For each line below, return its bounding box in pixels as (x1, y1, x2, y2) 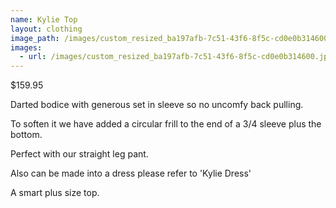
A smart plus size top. (10, 187, 100, 199)
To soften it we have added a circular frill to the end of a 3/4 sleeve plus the (10, 118, 322, 130)
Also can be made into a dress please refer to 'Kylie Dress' (10, 167, 252, 180)
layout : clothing (10, 24, 83, 34)
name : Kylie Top (10, 14, 78, 25)
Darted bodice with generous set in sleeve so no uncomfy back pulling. (10, 99, 304, 111)
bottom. (10, 129, 43, 141)
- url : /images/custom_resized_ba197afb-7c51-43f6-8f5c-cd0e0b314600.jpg (19, 52, 333, 62)
